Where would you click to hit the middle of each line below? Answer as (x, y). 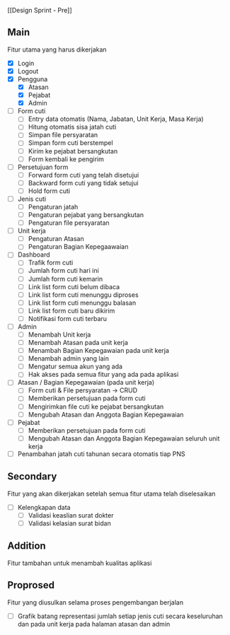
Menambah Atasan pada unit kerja (78, 343)
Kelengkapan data (44, 507)
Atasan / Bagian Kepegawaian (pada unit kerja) (86, 383)
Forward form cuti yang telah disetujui (84, 175)
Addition (27, 546)
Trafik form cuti (51, 263)
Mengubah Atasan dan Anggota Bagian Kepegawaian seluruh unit (124, 438)
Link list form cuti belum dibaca (74, 286)
